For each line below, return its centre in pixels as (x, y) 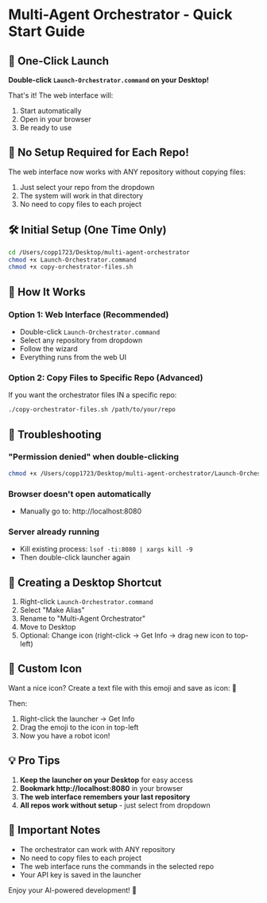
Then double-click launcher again (75, 557)
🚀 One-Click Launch (59, 61)
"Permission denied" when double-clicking (93, 457)
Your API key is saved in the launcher (80, 874)
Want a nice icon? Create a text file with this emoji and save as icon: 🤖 (122, 688)
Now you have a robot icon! (65, 735)
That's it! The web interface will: (61, 95)
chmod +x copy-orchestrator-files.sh (71, 267)
